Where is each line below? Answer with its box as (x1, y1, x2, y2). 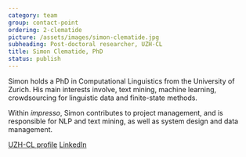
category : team (8, 11, 58, 20)
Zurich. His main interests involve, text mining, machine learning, (8, 84, 217, 94)
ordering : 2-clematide (8, 26, 82, 34)
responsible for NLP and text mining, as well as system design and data (8, 116, 239, 126)
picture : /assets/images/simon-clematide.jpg (8, 33, 159, 41)
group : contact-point (8, 19, 79, 27)
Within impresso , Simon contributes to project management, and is (8, 108, 223, 117)
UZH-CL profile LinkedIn (8, 140, 87, 149)
